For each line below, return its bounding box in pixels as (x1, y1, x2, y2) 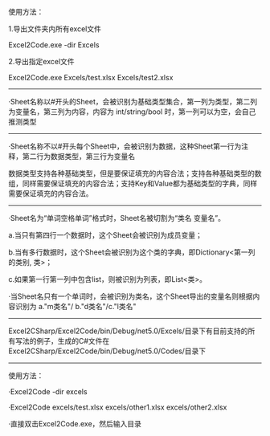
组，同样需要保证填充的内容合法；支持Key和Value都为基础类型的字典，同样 (8, 179, 258, 188)
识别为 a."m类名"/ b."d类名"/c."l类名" (14, 302, 137, 311)
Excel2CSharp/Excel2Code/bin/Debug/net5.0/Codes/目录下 (8, 346, 207, 356)
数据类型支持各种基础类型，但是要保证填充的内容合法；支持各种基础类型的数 (8, 169, 262, 178)
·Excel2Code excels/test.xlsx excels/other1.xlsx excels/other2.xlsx (8, 402, 227, 412)
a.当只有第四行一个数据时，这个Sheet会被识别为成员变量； (8, 230, 203, 239)
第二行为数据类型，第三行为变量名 (22, 152, 135, 161)
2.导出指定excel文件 (8, 57, 75, 66)
